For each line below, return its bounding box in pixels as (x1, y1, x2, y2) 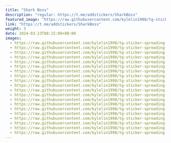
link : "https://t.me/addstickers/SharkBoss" (5, 21, 101, 27)
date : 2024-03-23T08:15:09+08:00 (5, 31, 76, 36)
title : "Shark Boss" (5, 7, 49, 13)
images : (5, 36, 22, 41)
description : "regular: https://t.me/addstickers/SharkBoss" (5, 12, 138, 17)
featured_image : (5, 17, 40, 22)
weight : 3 (5, 26, 26, 31)
